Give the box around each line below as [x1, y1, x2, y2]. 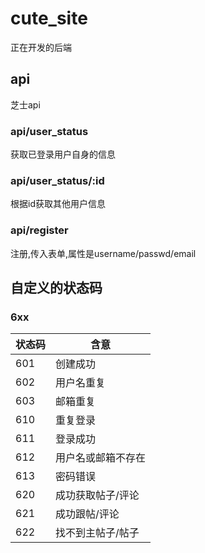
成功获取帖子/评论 [55, 488, 140, 502]
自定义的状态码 [10, 280, 103, 297]
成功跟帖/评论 [55, 507, 120, 521]
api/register [10, 223, 69, 237]
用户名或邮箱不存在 [55, 451, 147, 465]
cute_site [10, 7, 88, 30]
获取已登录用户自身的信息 [10, 148, 116, 161]
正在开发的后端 [10, 41, 72, 53]
